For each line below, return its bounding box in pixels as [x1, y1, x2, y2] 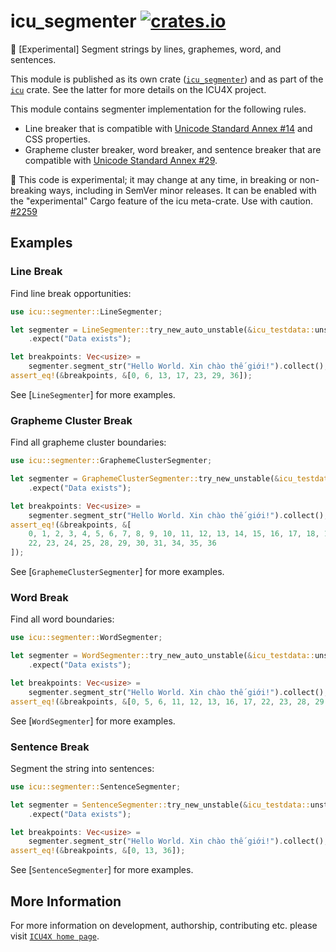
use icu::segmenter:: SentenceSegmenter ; [10, 781, 182, 792]
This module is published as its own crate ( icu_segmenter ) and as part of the [10, 73, 324, 85]
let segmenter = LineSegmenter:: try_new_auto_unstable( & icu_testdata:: [10, 325, 315, 335]
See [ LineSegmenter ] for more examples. [10, 388, 176, 400]
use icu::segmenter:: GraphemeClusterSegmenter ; [10, 456, 213, 466]
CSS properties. [24, 133, 91, 145]
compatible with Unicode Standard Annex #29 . [24, 154, 218, 166]
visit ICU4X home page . [10, 930, 100, 942]
